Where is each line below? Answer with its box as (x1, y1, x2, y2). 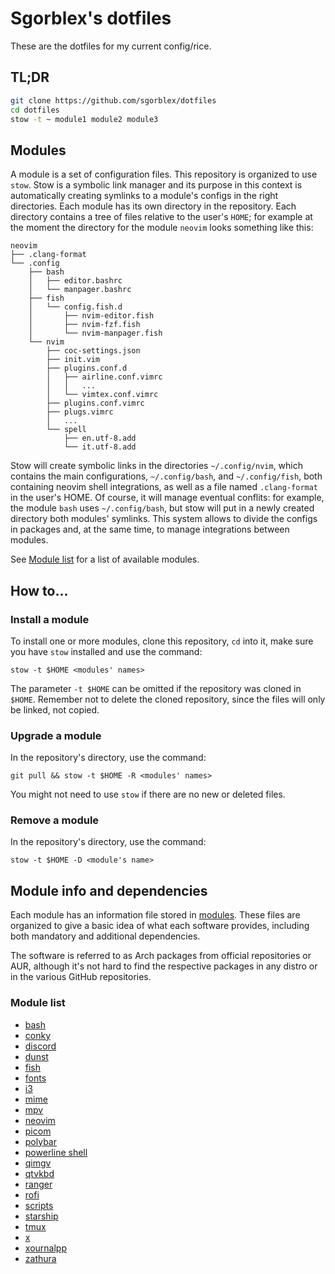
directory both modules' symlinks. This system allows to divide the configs (10, 513, 318, 525)
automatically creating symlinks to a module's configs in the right (10, 190, 279, 202)
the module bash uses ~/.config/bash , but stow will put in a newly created (10, 502, 315, 514)
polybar (24, 1135, 57, 1147)
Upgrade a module (10, 728, 102, 742)
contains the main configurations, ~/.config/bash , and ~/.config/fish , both (10, 470, 323, 482)
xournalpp (24, 1242, 67, 1254)
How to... (10, 582, 69, 599)
